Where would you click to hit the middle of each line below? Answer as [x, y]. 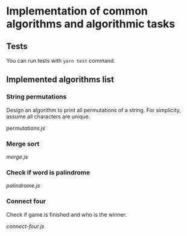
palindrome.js [23, 186]
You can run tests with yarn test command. [61, 61]
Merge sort [23, 144]
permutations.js [26, 128]
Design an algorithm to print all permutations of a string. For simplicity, [93, 110]
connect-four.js [25, 226]
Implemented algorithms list [60, 80]
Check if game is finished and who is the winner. [67, 214]
